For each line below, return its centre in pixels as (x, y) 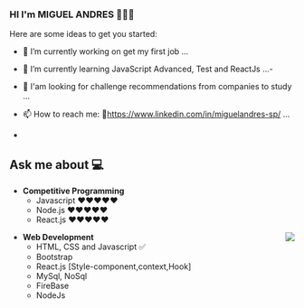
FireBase (52, 286)
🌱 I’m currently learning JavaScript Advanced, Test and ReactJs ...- (147, 69)
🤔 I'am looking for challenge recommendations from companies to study (157, 87)
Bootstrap (54, 257)
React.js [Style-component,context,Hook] (114, 266)
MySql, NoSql (62, 276)
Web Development (58, 238)
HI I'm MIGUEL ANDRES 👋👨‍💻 (72, 14)
